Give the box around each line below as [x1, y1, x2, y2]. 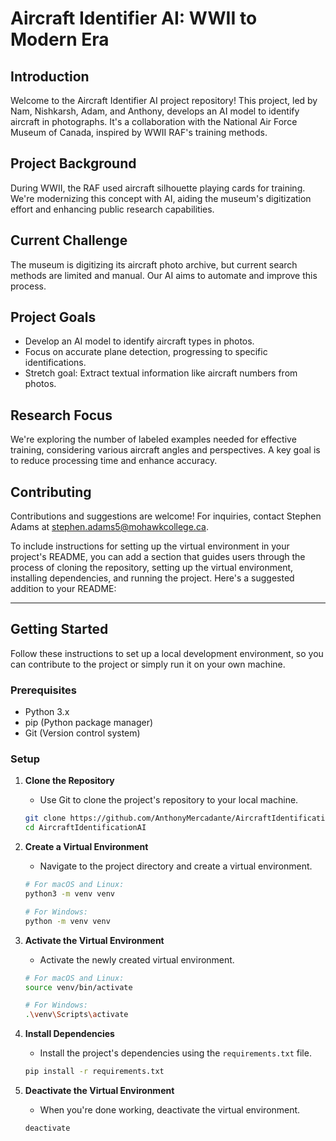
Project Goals [10, 309, 97, 326]
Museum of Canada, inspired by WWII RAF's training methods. [10, 127, 268, 138]
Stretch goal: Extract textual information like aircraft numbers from [24, 367, 298, 379]
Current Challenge [10, 232, 128, 249]
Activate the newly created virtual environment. [39, 953, 235, 966]
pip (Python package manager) [24, 717, 154, 729]
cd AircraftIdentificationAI [24, 823, 147, 833]
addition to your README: [10, 583, 117, 595]
